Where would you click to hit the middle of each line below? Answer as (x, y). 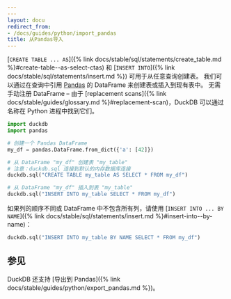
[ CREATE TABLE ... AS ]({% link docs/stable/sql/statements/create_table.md (114, 59)
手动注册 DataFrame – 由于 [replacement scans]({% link (87, 94)
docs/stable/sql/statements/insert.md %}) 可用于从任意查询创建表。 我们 (112, 76)
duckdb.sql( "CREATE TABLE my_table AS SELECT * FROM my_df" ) (98, 175)
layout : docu (26, 20)
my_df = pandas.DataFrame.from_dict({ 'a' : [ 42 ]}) (81, 149)
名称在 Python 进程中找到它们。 (53, 111)
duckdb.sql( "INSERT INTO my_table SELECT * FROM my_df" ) (91, 194)
